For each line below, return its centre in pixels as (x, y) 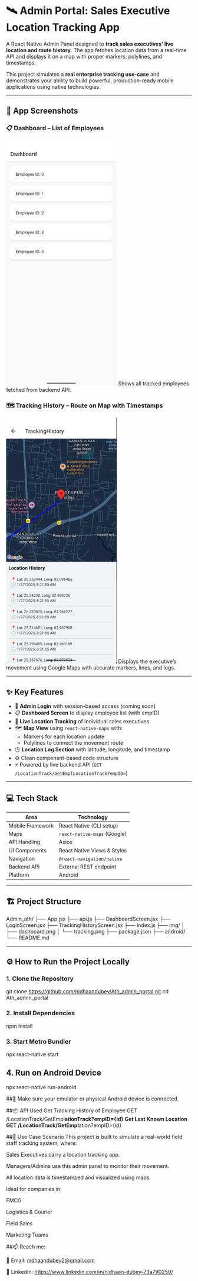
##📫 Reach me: (26, 1247)
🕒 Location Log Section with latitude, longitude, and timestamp (92, 749)
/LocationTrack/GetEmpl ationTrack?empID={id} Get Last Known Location (97, 1119)
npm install (19, 1026)
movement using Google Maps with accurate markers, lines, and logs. (91, 668)
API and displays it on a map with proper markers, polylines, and (84, 56)
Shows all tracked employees (154, 383)
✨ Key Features (35, 692)
